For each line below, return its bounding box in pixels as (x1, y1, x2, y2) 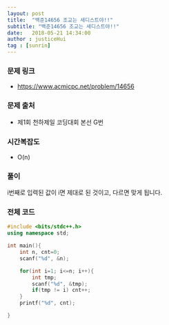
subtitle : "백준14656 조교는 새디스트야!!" (7, 23, 119, 30)
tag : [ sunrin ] (7, 42, 51, 49)
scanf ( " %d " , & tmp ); (32, 280, 88, 287)
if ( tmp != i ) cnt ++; (32, 287, 91, 294)
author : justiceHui (7, 36, 67, 43)
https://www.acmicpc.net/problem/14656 (17, 82, 135, 90)
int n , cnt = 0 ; (19, 249, 60, 256)
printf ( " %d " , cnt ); (19, 299, 76, 307)
